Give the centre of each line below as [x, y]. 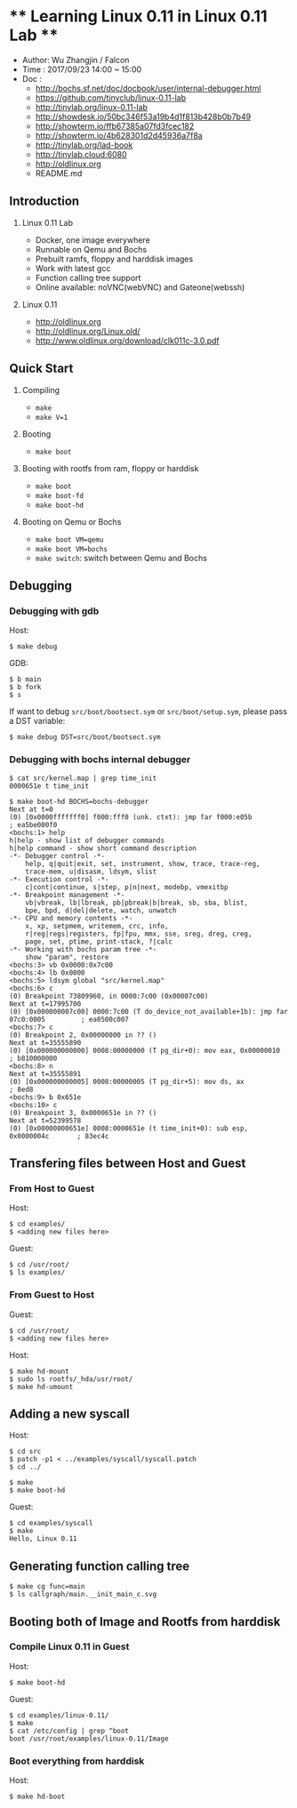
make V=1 [52, 417]
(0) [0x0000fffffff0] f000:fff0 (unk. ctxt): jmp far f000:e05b [131, 817]
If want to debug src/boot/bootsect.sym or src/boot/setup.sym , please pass [148, 711]
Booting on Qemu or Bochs [72, 521]
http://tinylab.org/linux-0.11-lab [92, 107]
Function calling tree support [88, 277]
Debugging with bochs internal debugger [100, 759]
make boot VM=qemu [69, 540]
